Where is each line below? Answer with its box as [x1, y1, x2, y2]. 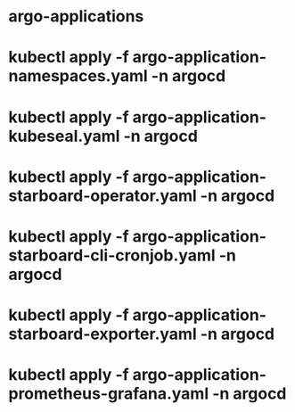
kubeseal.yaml [8, 126, 120, 146]
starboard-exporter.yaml [8, 324, 197, 344]
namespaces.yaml [8, 66, 148, 87]
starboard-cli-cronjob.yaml [8, 245, 216, 265]
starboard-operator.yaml [8, 185, 197, 206]
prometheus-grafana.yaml [8, 383, 209, 404]
